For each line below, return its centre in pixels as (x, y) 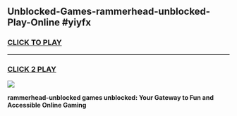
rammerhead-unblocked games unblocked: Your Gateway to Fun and (110, 97)
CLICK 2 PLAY (32, 69)
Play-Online (34, 23)
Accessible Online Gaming (47, 105)
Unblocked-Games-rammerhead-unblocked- (109, 12)
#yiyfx (77, 23)
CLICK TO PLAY (35, 43)
